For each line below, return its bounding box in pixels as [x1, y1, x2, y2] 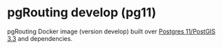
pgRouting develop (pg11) [7, 5, 157, 20]
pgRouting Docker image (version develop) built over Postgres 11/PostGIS [7, 27, 216, 35]
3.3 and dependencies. [7, 34, 72, 42]
